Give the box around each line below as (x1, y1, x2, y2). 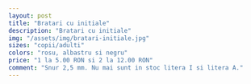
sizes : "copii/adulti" (8, 42, 85, 50)
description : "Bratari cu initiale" (8, 26, 132, 34)
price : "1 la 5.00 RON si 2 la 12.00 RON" (8, 57, 153, 65)
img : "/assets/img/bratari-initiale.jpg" (8, 34, 150, 42)
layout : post (8, 11, 52, 20)
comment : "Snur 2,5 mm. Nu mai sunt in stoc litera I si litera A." (8, 64, 244, 72)
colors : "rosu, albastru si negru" (8, 49, 128, 57)
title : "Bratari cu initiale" (8, 19, 111, 27)
